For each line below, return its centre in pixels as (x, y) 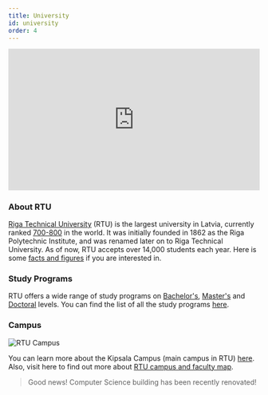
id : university (33, 23)
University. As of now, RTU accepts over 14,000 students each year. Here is (132, 250)
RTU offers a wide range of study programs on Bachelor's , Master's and (127, 296)
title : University (39, 16)
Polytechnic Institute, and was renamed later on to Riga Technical (116, 241)
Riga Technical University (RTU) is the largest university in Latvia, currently (131, 224)
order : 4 (23, 30)
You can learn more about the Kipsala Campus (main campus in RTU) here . (132, 358)
